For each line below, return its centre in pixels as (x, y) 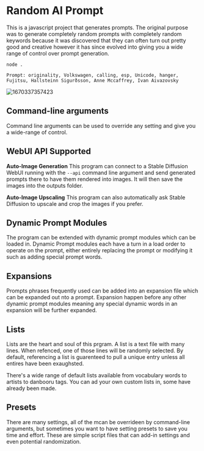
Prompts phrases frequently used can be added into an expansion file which (102, 291)
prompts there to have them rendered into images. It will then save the (95, 179)
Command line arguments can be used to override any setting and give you (101, 126)
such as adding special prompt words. (54, 257)
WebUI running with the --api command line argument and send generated (101, 172)
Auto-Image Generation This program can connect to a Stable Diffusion (97, 166)
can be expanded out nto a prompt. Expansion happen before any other (97, 297)
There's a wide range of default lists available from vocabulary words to (97, 375)
